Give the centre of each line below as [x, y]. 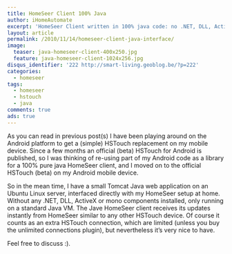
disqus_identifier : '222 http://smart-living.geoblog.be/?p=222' [103, 65]
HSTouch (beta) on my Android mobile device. [73, 173]
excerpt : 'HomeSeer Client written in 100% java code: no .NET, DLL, [109, 26]
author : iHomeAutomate [40, 20]
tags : [15, 84]
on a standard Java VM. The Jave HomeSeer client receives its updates [109, 208]
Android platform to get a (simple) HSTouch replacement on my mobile [108, 143]
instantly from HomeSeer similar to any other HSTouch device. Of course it [113, 215]
